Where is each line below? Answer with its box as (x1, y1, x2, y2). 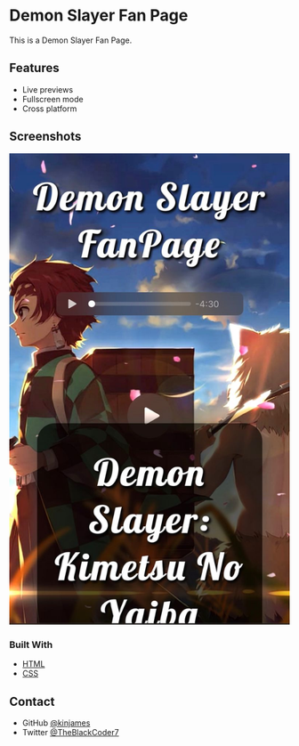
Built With (9, 638, 53, 651)
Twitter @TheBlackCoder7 (21, 727, 119, 738)
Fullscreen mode (21, 93, 85, 104)
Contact (9, 693, 55, 709)
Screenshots (9, 129, 82, 144)
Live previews (21, 84, 74, 94)
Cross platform (21, 103, 77, 114)
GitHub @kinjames (21, 718, 91, 728)
